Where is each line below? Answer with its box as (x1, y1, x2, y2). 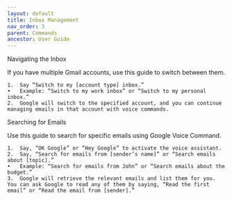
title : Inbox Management (7, 17, 79, 24)
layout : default (7, 10, 54, 17)
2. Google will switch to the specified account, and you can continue (7, 100, 222, 107)
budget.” (7, 169, 33, 176)
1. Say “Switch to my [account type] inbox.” (7, 82, 144, 89)
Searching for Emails (7, 118, 67, 127)
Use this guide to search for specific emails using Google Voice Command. (7, 131, 222, 140)
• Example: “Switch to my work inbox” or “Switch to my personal (7, 88, 207, 95)
